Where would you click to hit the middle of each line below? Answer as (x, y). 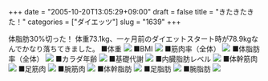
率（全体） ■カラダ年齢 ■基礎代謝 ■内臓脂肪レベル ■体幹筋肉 (133, 59)
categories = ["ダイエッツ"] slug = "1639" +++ (104, 22)
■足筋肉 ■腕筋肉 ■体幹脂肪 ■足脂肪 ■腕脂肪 (114, 69)
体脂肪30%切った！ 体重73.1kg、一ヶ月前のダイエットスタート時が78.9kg (130, 39)
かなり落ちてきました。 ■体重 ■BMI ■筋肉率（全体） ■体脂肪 (141, 49)
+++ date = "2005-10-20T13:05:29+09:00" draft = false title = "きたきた (128, 12)
